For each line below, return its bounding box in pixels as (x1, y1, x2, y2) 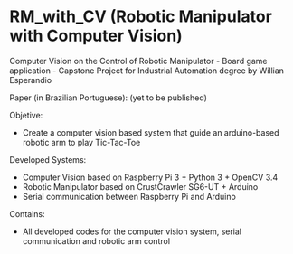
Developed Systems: (9, 154, 87, 165)
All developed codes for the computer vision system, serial (22, 226, 242, 237)
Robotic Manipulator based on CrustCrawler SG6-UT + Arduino (22, 181, 259, 192)
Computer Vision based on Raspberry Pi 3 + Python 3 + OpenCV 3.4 (22, 172, 279, 183)
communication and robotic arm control (22, 235, 170, 246)
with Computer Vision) (9, 25, 183, 46)
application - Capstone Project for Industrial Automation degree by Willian (9, 65, 285, 76)
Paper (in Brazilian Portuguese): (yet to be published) (9, 92, 208, 103)
